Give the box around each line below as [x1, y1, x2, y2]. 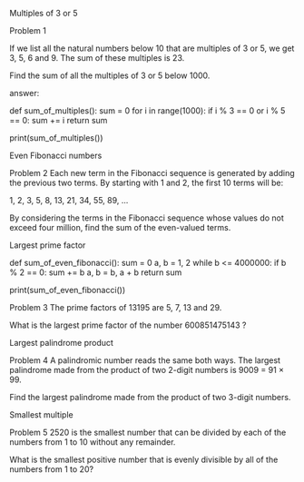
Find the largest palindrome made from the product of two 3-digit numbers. [9, 392, 291, 402]
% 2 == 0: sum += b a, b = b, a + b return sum [9, 267, 182, 278]
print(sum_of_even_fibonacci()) [9, 285, 126, 295]
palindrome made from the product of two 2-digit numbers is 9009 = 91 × [9, 365, 284, 375]
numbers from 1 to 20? [9, 464, 93, 475]
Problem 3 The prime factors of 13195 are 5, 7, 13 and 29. [9, 302, 222, 312]
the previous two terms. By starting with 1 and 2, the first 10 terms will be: [9, 177, 284, 188]
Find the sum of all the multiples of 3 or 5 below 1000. [9, 70, 211, 81]
